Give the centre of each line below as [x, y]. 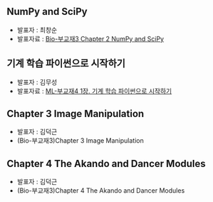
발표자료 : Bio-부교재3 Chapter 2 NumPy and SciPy [90, 39]
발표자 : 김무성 [37, 82]
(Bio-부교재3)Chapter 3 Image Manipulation [80, 141]
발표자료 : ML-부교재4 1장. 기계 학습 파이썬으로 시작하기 [94, 91]
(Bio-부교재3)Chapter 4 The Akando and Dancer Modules [101, 191]
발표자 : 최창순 [37, 30]
